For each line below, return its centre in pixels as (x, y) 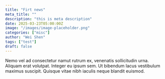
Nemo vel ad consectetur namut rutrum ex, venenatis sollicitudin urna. (77, 60)
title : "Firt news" (25, 10)
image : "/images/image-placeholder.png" (48, 28)
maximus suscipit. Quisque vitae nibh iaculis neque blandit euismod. (75, 71)
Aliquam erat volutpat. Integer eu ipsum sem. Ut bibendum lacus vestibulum (83, 66)
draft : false (19, 46)
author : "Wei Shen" (25, 38)
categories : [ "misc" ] (28, 33)
